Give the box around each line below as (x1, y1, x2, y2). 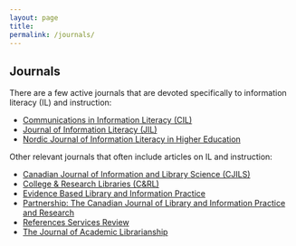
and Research (22, 207, 75, 218)
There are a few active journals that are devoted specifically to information (9, 88, 287, 99)
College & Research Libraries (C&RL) (22, 178, 160, 190)
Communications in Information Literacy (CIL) (22, 115, 193, 126)
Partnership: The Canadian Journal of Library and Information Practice (22, 198, 286, 209)
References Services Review (22, 217, 129, 228)
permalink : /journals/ (9, 30, 95, 39)
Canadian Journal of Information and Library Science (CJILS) (22, 169, 251, 180)
